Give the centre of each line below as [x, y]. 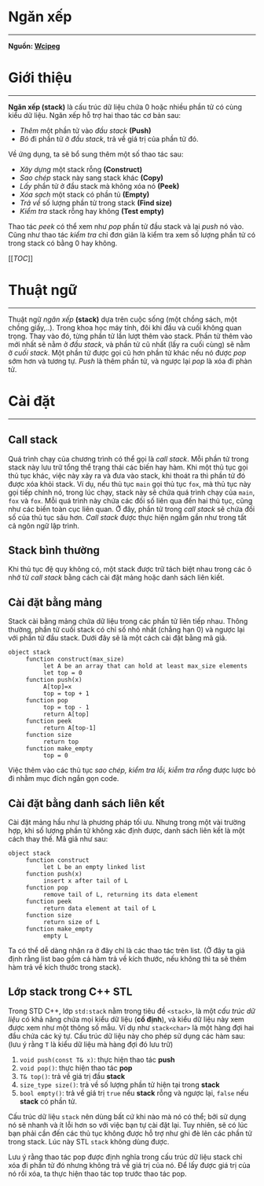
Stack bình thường [54, 550]
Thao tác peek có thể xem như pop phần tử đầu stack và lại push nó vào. [126, 226]
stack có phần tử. [48, 1101]
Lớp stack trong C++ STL [70, 992]
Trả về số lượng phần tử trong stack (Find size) [96, 203]
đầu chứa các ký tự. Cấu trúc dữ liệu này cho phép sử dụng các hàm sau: [127, 1036]
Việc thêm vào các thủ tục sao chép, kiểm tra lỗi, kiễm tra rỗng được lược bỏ [132, 770]
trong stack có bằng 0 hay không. [63, 243]
